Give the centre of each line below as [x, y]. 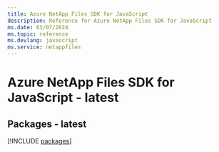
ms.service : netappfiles [44, 47]
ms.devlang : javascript [43, 41]
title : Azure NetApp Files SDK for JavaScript [78, 14]
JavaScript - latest [63, 98]
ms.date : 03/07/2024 [38, 27]
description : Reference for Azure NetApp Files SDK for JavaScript [110, 21]
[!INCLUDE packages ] [40, 141]
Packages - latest [47, 124]
